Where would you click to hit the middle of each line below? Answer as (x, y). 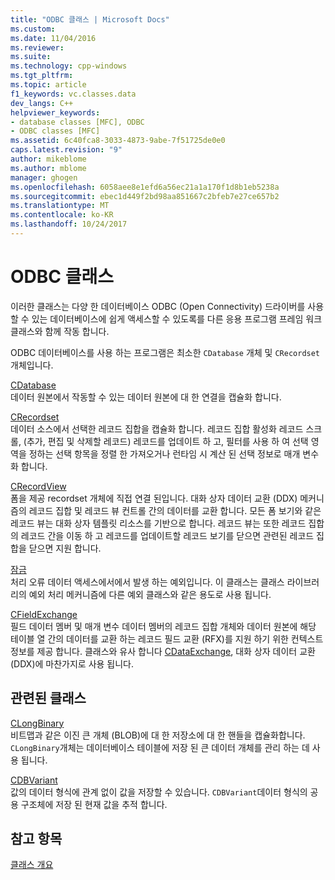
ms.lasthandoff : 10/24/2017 (69, 224)
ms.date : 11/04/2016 (53, 38)
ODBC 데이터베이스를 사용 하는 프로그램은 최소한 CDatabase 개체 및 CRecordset (165, 352)
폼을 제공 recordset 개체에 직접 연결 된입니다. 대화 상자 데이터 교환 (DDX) (154, 498)
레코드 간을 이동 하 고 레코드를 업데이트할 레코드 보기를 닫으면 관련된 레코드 (167, 535)
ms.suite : (31, 57)
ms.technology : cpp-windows (69, 66)
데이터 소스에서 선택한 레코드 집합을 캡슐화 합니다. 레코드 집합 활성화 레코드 (157, 428)
